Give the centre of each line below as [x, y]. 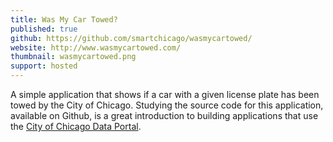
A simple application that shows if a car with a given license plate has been [165, 94]
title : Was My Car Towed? [64, 19]
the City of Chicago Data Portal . [76, 126]
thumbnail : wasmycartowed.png [73, 57]
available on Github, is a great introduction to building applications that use [164, 115]
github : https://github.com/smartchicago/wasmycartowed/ [131, 38]
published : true [44, 29]
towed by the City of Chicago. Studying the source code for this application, [167, 105]
